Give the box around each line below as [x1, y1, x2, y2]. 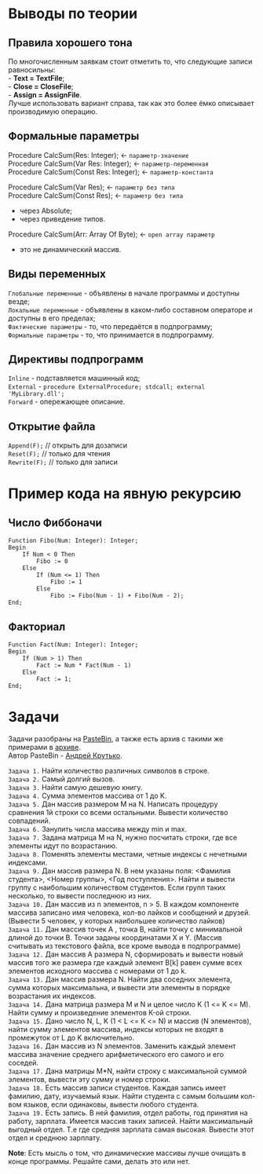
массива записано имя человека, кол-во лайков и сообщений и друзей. [8, 908, 251, 917]
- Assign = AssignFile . [8, 90, 82, 99]
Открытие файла [8, 419, 96, 433]
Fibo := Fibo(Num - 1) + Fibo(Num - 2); [49, 592, 184, 600]
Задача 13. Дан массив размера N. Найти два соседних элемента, [8, 975, 233, 984]
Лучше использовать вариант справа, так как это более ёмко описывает [8, 99, 254, 108]
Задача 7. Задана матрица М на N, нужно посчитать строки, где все [8, 833, 238, 842]
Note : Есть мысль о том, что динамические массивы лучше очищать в [8, 1148, 247, 1158]
